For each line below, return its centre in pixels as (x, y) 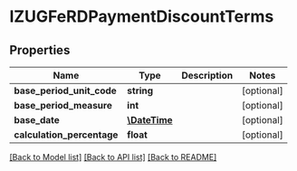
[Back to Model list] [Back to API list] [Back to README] (113, 157)
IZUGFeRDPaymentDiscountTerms (142, 17)
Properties (40, 50)
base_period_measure (63, 105)
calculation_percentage (66, 135)
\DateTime (150, 120)
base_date (37, 120)
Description (207, 76)
